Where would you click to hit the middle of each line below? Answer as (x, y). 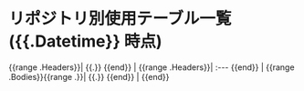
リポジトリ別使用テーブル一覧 (120, 19)
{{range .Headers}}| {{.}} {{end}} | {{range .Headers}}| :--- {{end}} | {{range (152, 67)
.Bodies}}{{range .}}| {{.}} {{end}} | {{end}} (89, 76)
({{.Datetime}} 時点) (85, 41)
